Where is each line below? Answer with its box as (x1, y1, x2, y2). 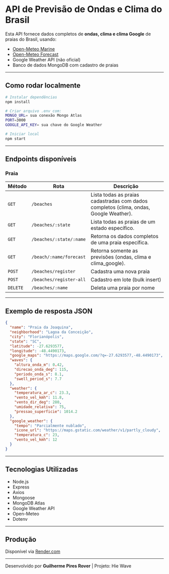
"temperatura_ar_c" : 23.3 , (14, 390, 71, 395)
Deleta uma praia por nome (90, 284, 155, 291)
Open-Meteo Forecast (12, 51, 59, 57)
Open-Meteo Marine (12, 46, 55, 52)
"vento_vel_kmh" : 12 (14, 437, 57, 442)
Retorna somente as (90, 248, 138, 255)
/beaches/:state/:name (31, 236, 86, 242)
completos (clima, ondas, (90, 204, 150, 211)
